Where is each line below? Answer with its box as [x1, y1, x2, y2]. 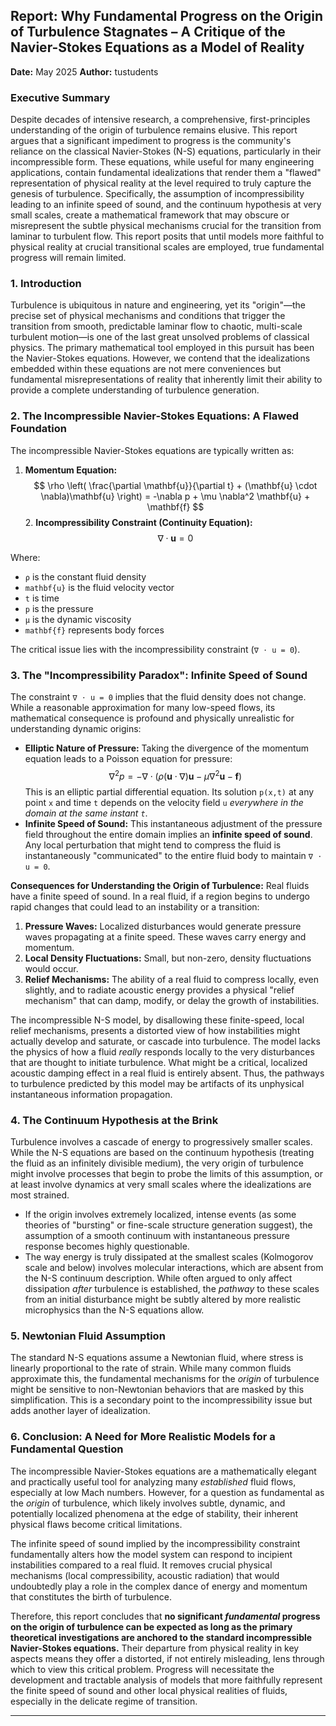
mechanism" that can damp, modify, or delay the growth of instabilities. [24, 994, 320, 1006]
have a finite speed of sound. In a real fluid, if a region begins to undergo [10, 890, 310, 902]
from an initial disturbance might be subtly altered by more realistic [24, 1293, 302, 1305]
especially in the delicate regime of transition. [10, 1695, 198, 1707]
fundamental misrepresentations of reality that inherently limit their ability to [10, 374, 323, 386]
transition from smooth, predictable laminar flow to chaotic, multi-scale [10, 320, 303, 333]
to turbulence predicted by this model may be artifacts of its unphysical [10, 1077, 305, 1089]
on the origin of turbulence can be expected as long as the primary [10, 1620, 293, 1633]
